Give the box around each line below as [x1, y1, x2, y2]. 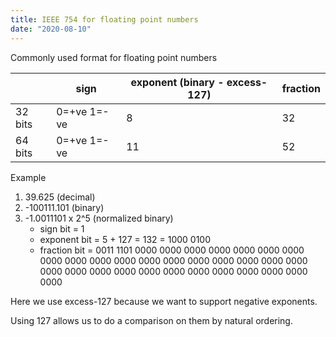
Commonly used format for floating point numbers [10, 51, 218, 63]
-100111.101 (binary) [24, 201, 105, 213]
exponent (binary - [130, 75, 225, 89]
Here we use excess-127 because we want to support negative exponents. [10, 295, 318, 307]
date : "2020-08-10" [10, 24, 92, 34]
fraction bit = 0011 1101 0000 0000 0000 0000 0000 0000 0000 [39, 244, 305, 256]
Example [10, 171, 47, 183]
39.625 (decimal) [24, 191, 96, 203]
